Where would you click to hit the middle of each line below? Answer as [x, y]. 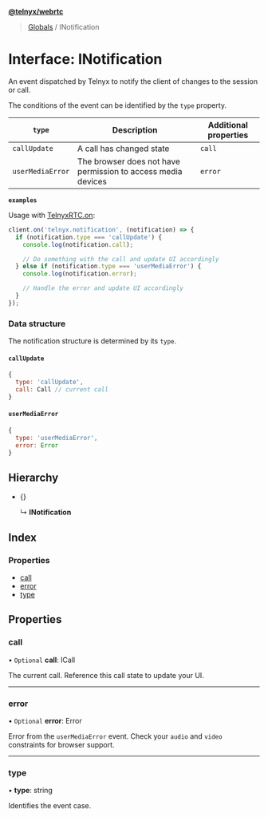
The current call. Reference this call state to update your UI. [106, 675]
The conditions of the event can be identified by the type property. [118, 105]
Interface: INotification [85, 59]
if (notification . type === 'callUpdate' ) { [89, 237]
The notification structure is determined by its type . [93, 341]
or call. [20, 89]
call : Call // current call [62, 390]
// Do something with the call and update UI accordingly [121, 259]
